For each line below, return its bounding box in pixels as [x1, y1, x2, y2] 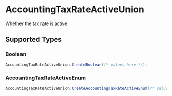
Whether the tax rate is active [5, 20, 68, 27]
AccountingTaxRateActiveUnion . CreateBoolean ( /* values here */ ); [5, 62, 147, 67]
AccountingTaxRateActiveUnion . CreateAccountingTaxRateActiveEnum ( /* [5, 86, 155, 91]
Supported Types [5, 35, 62, 44]
